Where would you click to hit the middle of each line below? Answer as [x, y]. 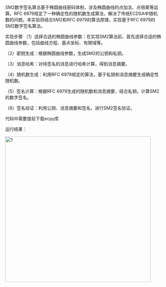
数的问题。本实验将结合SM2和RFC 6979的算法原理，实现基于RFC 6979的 [80, 20]
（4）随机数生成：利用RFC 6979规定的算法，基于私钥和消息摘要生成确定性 [82, 74]
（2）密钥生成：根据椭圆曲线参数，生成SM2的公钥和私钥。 [66, 53]
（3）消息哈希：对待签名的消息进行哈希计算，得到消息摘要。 [68, 64]
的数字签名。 [18, 97]
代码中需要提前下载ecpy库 [32, 119]
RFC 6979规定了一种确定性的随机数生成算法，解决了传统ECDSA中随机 [86, 13]
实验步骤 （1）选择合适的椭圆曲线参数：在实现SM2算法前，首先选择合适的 [81, 37]
